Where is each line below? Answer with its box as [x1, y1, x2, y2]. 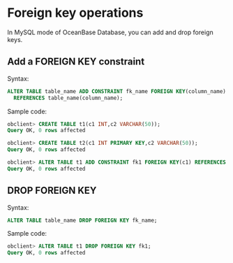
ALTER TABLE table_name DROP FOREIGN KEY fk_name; [7, 217, 158, 224]
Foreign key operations [7, 5, 144, 21]
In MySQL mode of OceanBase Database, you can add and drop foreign [7, 28, 214, 36]
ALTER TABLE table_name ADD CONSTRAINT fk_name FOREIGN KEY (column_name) [7, 87, 227, 95]
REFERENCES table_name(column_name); [13, 94, 123, 101]
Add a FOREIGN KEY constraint [7, 56, 145, 68]
